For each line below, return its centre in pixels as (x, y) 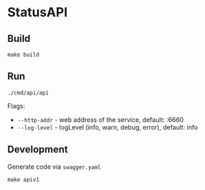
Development (38, 150)
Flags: (16, 106)
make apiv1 (23, 179)
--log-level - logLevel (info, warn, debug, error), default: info (108, 127)
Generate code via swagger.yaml (54, 167)
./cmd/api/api (28, 93)
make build (23, 55)
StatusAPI (38, 12)
